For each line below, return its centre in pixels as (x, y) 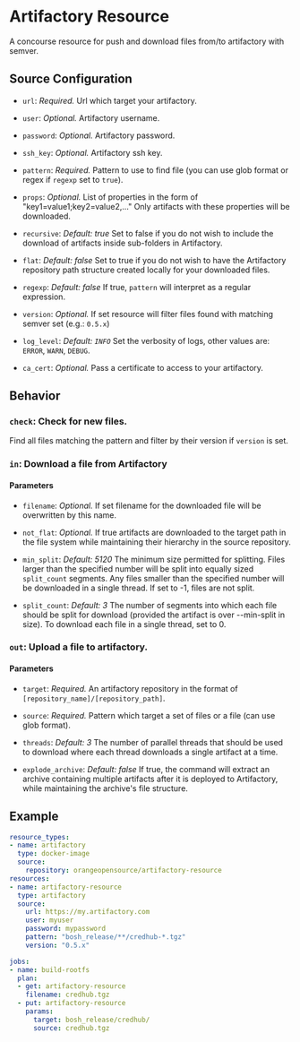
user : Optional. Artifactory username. (91, 117)
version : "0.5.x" (58, 945)
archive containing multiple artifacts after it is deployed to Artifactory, (150, 779)
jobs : (19, 961)
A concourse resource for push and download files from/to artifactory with (147, 41)
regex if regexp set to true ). (73, 179)
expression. (43, 297)
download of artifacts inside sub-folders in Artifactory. (122, 243)
